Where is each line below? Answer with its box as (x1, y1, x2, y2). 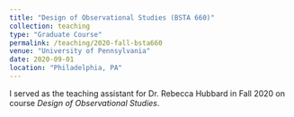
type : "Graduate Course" (9, 30, 102, 39)
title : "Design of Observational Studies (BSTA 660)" (9, 13, 216, 22)
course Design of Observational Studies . (9, 97, 160, 108)
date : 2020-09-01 (9, 55, 75, 64)
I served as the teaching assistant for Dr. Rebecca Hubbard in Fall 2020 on (9, 87, 286, 99)
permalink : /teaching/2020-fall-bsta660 (9, 38, 164, 48)
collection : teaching (9, 22, 91, 31)
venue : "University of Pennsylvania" (9, 47, 151, 56)
